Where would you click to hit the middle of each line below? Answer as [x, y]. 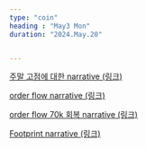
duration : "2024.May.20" [56, 34]
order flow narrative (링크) [57, 96]
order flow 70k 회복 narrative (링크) [73, 115]
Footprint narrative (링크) [55, 134]
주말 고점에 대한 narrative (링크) [66, 76]
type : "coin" [34, 17]
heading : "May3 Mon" [50, 26]
